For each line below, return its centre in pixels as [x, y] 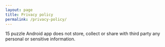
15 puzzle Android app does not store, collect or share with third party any [83, 34]
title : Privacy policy [29, 15]
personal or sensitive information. [40, 39]
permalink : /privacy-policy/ [36, 19]
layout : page [19, 10]
